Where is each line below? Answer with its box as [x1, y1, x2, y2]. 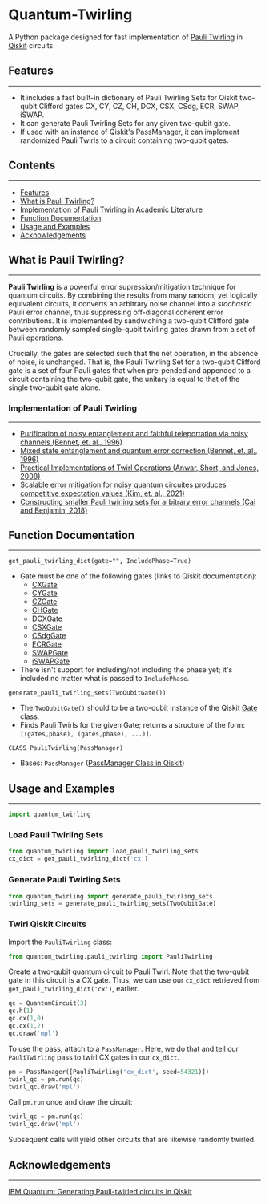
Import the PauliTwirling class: [8, 937, 113, 947]
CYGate [31, 588, 58, 598]
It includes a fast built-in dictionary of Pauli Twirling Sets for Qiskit [19, 92, 238, 102]
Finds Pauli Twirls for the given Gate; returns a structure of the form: [19, 720, 246, 730]
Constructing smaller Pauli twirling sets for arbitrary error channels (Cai [19, 497, 256, 506]
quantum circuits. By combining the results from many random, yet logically [8, 290, 258, 300]
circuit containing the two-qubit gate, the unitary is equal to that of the [8, 375, 240, 384]
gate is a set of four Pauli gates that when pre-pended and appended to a [8, 366, 251, 375]
